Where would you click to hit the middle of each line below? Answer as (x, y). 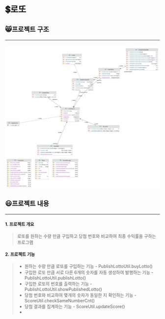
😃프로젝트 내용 (27, 204)
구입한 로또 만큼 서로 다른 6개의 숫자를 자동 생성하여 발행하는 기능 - (89, 272)
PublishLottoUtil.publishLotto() (55, 278)
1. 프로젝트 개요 (20, 224)
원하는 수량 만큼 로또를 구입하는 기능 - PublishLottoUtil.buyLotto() (89, 266)
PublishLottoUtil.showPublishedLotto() (63, 289)
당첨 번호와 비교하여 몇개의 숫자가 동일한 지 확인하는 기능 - (80, 295)
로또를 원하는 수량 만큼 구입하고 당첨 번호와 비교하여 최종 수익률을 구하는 (86, 236)
